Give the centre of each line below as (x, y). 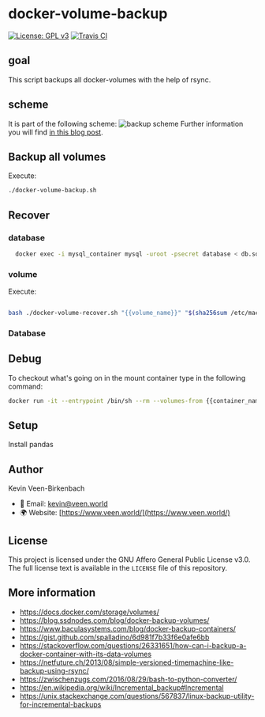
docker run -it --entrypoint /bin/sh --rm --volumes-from (105, 400)
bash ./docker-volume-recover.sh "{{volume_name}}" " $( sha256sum (118, 313)
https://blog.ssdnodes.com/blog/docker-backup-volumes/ (114, 620)
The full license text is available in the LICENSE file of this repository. (118, 568)
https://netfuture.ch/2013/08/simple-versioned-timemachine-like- (127, 662)
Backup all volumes (57, 156)
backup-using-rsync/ (54, 670)
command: (26, 386)
